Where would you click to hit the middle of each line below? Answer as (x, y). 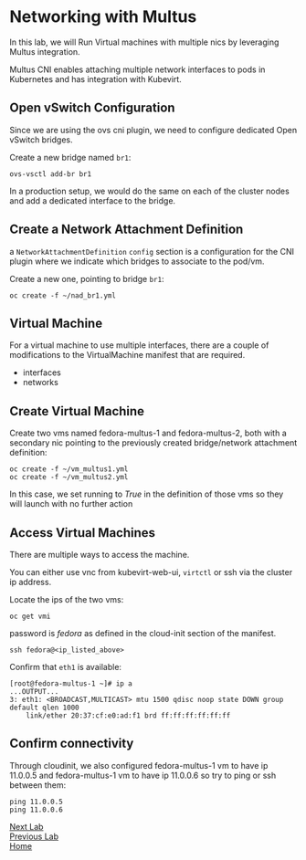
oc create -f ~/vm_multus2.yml (69, 477)
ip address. (31, 582)
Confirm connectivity (72, 744)
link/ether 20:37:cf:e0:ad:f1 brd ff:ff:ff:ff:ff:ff (128, 716)
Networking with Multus (103, 17)
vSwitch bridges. (41, 140)
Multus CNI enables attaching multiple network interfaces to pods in (137, 69)
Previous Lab (34, 836)
